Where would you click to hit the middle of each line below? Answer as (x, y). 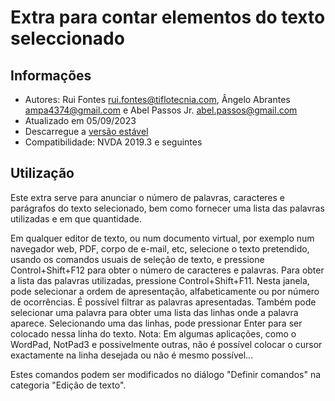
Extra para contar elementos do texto (168, 17)
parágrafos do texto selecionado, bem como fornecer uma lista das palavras (167, 208)
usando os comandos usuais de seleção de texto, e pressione (137, 259)
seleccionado (67, 38)
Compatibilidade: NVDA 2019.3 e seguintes (113, 142)
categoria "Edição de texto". (68, 385)
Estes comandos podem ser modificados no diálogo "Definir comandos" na (166, 374)
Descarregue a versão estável (86, 131)
